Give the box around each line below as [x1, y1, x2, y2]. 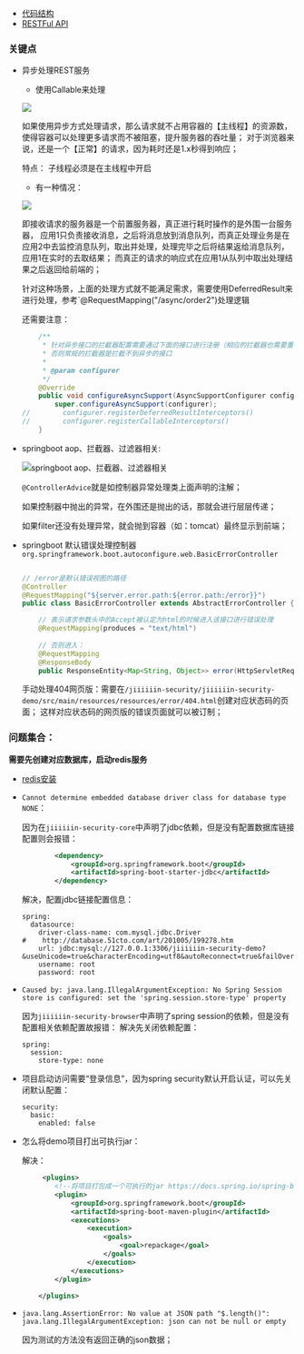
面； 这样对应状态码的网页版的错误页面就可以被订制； [21, 706, 223, 717]
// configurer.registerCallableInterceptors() [21, 417, 230, 426]
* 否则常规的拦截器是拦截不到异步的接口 [42, 349, 172, 359]
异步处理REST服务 [21, 65, 91, 76]
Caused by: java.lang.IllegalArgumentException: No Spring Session [21, 985, 282, 995]
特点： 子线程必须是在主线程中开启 [21, 163, 152, 174]
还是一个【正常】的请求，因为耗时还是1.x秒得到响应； [37, 144, 240, 155]
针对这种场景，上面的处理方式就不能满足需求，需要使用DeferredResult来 [21, 283, 294, 294]
